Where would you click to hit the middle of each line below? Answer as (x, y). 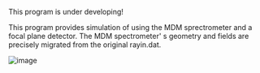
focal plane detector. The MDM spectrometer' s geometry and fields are (129, 36)
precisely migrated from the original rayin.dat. (85, 45)
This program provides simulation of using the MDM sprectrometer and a (130, 27)
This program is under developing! (66, 12)
